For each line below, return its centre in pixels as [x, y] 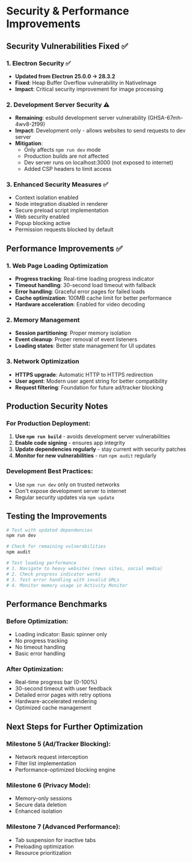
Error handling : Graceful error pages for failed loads [80, 292]
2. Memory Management [43, 320]
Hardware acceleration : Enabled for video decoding [80, 305]
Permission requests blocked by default [64, 229]
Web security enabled [42, 217]
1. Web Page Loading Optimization [57, 265]
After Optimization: [35, 669]
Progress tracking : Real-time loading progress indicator [85, 279]
